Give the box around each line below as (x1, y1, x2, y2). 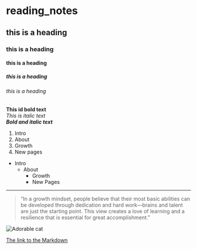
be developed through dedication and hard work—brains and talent (20, 201, 183, 209)
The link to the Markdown (6, 236, 68, 244)
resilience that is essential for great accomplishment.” (20, 214, 151, 221)
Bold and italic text (6, 118, 53, 125)
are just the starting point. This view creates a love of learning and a (20, 207, 185, 214)
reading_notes (6, 4, 78, 18)
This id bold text (6, 105, 46, 112)
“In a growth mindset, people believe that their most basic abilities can (20, 195, 191, 202)
